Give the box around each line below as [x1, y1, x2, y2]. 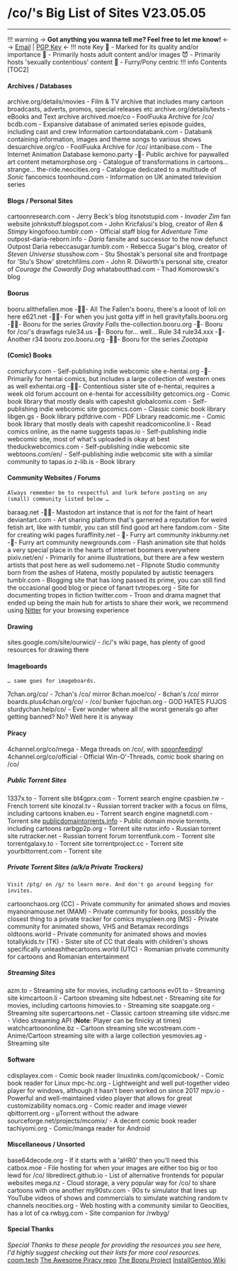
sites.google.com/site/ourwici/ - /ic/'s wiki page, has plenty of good [7, 638, 205, 646]
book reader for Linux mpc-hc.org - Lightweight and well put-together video [7, 1079, 230, 1087]
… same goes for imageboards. [7, 678, 97, 685]
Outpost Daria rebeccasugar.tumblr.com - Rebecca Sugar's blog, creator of [7, 243, 227, 251]
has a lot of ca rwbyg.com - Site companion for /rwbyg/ [7, 1209, 170, 1217]
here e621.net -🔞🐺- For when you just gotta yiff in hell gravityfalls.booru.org [7, 312, 228, 321]
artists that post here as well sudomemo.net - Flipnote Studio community [7, 561, 220, 569]
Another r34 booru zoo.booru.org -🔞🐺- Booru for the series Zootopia [7, 335, 208, 343]
